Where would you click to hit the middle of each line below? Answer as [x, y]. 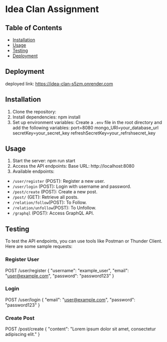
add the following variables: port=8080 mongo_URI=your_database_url [86, 128]
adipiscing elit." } [23, 334]
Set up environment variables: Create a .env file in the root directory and [87, 122]
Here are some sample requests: [39, 247]
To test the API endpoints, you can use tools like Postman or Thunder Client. [84, 241]
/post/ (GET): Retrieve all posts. [45, 197]
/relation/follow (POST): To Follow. [49, 202]
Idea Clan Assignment [52, 9]
